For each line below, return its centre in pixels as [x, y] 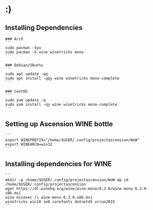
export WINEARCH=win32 [29, 144]
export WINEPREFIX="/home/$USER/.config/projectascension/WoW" [72, 140]
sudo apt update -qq [27, 74]
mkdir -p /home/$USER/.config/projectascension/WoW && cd [67, 180]
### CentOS [16, 91]
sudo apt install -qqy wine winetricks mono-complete [62, 78]
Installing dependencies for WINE [58, 164]
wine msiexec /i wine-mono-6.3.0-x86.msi [49, 197]
